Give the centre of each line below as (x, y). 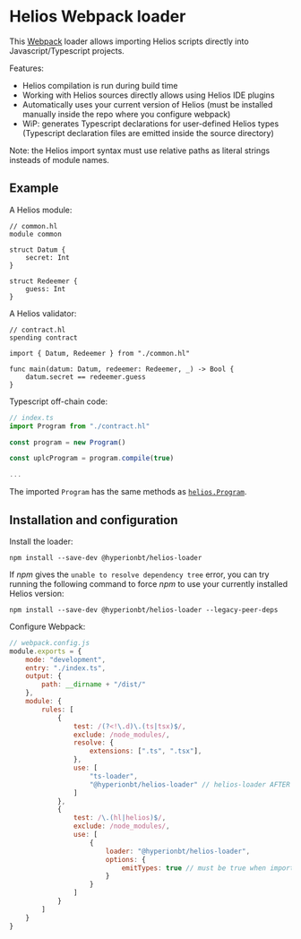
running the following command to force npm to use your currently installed (149, 583)
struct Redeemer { (43, 281)
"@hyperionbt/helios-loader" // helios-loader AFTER (190, 784)
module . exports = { (46, 651)
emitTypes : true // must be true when (194, 868)
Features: (27, 68)
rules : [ (58, 710)
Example (34, 189)
